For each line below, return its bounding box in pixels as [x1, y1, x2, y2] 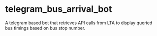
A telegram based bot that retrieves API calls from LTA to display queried [5, 20, 153, 26]
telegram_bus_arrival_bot [5, 3, 112, 15]
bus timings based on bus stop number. [5, 25, 86, 31]
